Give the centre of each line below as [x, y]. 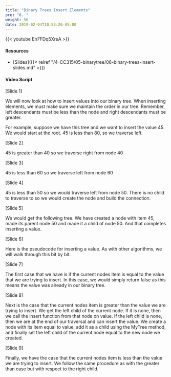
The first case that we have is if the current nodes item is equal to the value [85, 274]
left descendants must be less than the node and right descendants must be [86, 112]
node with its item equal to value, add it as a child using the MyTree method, [85, 327]
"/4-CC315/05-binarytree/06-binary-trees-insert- [103, 62]
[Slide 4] [14, 183]
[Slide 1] [14, 91]
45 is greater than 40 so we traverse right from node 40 [64, 153]
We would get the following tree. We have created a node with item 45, [80, 218]
